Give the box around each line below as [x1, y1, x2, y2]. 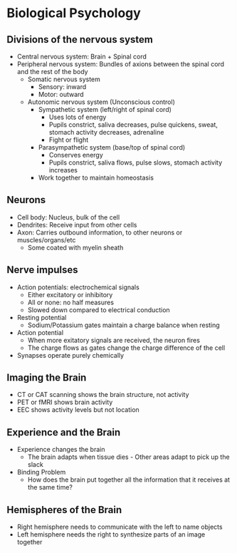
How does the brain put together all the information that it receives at [27, 475, 231, 484]
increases [48, 166, 78, 174]
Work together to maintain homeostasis [38, 173, 154, 182]
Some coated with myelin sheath [27, 243, 124, 252]
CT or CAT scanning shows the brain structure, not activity [16, 391, 189, 399]
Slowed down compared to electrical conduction [27, 305, 170, 314]
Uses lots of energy [48, 113, 107, 121]
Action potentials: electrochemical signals [16, 283, 139, 291]
